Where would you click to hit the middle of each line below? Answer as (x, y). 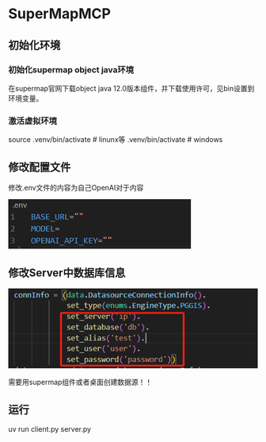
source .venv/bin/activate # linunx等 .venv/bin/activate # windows (116, 140)
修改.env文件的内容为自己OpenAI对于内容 (76, 187)
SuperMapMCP (59, 14)
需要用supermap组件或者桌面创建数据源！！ (80, 382)
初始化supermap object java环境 (71, 70)
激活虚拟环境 (33, 121)
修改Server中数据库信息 (67, 273)
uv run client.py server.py (50, 429)
